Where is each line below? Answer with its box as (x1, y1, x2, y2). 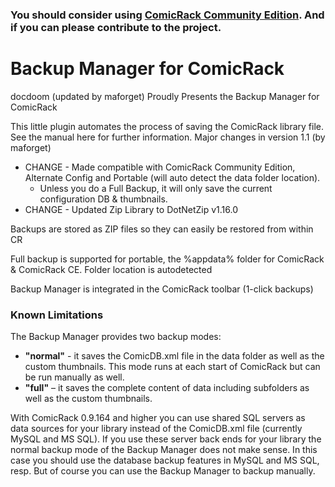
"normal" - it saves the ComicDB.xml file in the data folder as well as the (24, 350, 325, 362)
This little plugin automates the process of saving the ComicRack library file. (10, 120, 324, 132)
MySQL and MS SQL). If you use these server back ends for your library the (10, 433, 322, 445)
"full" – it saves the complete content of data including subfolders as (24, 382, 310, 394)
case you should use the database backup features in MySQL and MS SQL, (10, 454, 320, 467)
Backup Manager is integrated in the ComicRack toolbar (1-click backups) (10, 283, 314, 295)
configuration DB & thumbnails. (39, 193, 168, 205)
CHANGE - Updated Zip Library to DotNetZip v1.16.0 (24, 203, 239, 215)
